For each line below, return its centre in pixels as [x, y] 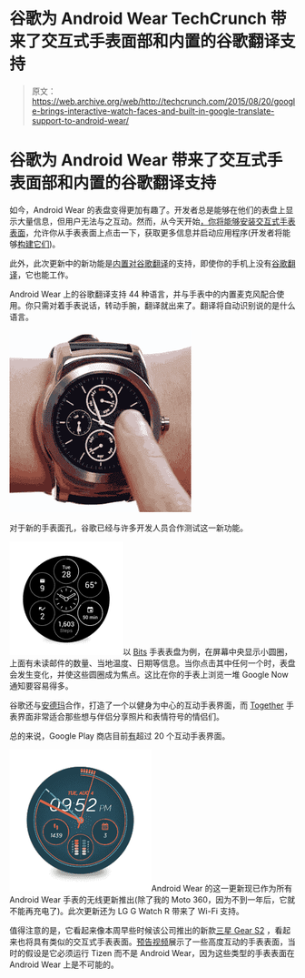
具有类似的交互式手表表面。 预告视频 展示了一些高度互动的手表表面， [160, 942]
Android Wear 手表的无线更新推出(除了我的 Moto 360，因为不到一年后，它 [148, 899]
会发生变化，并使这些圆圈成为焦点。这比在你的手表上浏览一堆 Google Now [149, 674]
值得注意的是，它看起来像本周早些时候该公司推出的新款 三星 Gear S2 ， [142, 930]
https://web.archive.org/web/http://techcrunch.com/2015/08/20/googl [163, 101]
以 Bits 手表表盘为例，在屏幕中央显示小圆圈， [208, 651]
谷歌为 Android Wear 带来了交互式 [138, 161]
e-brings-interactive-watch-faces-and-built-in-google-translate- [153, 111]
